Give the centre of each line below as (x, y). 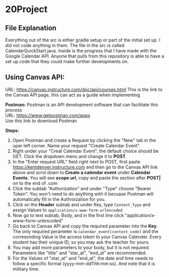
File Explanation (31, 28)
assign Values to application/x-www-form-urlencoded (67, 210)
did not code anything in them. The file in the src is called (65, 45)
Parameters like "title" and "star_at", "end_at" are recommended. (80, 253)
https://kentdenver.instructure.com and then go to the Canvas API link (85, 167)
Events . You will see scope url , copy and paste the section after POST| (87, 178)
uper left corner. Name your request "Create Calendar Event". (76, 145)
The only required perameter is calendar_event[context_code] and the (86, 231)
